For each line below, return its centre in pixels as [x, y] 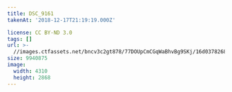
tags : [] [20, 39]
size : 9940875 [28, 58]
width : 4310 [31, 71]
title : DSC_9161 [30, 13]
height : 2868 [32, 77]
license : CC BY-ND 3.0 [40, 33]
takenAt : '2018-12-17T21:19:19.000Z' [61, 20]
